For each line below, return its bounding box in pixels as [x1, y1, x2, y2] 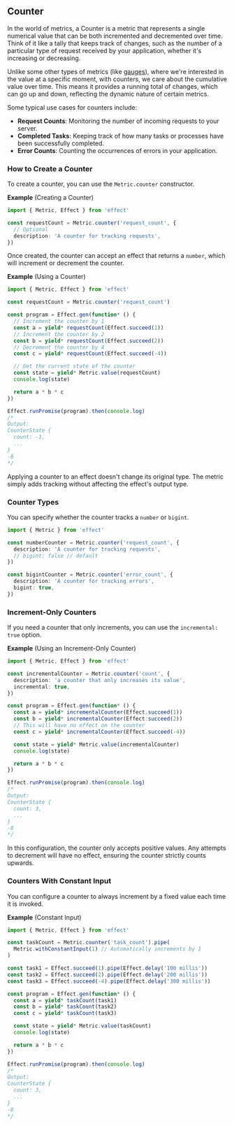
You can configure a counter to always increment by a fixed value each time [7, 892, 226, 900]
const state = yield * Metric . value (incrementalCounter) [13, 741, 180, 748]
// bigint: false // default [13, 552, 98, 559]
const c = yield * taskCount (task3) [13, 1010, 117, 1017]
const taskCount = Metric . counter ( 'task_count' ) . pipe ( [7, 939, 170, 946]
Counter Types [7, 497, 59, 507]
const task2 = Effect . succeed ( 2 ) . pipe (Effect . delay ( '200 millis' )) [7, 971, 208, 978]
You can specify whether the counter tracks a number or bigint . [7, 513, 189, 521]
